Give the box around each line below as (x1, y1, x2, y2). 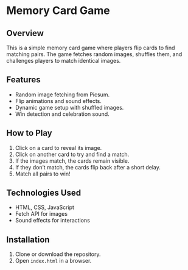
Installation (6, 234, 50, 244)
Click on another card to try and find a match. (15, 151, 130, 158)
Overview (6, 28, 44, 38)
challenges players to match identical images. (6, 57, 121, 64)
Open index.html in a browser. (15, 257, 92, 265)
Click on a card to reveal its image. (15, 144, 102, 151)
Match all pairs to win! (15, 170, 71, 177)
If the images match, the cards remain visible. (15, 157, 130, 165)
